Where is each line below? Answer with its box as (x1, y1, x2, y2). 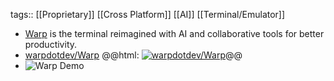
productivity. (24, 39, 78, 50)
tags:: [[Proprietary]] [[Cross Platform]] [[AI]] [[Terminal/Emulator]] (10, 9, 286, 20)
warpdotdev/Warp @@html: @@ (24, 49, 243, 61)
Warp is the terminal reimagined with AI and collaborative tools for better (24, 28, 325, 39)
